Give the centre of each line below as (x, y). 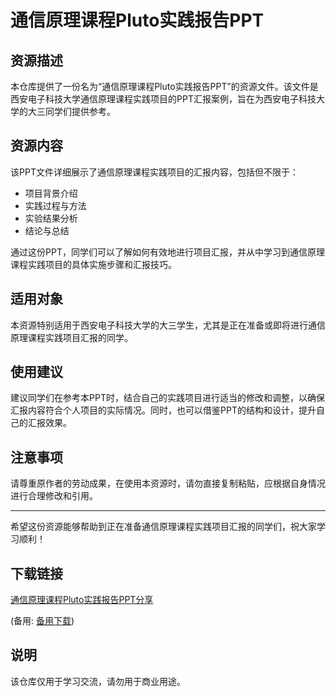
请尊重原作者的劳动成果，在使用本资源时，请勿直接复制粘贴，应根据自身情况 (168, 483)
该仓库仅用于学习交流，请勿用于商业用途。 (98, 681)
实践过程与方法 (55, 205)
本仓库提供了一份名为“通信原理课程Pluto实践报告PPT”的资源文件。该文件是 (164, 86)
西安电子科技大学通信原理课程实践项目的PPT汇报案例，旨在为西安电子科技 (163, 99)
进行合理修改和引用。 (54, 496)
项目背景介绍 (51, 193)
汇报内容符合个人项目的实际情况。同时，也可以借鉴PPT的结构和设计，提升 (163, 410)
